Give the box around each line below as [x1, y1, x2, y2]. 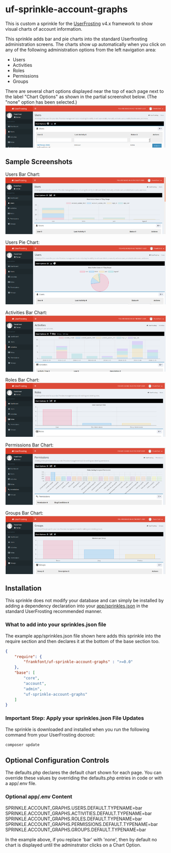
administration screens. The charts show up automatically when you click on [5, 41, 166, 47]
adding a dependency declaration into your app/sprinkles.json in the [5, 603, 149, 609]
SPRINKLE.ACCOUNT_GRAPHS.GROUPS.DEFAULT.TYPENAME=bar [5, 826, 147, 833]
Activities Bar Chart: [5, 310, 47, 316]
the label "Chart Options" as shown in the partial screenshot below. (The [5, 93, 157, 100]
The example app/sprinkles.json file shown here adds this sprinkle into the [5, 632, 161, 639]
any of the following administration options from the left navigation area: [5, 46, 157, 53]
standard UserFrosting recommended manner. [5, 608, 103, 614]
